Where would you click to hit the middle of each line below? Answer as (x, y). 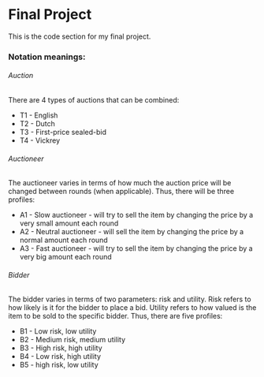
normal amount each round (63, 240)
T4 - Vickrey (40, 140)
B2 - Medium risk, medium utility (73, 340)
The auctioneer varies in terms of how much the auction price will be (120, 183)
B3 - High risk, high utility (61, 348)
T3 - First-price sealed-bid (63, 133)
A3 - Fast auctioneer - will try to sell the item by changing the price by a (136, 248)
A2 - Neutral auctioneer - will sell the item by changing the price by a (132, 232)
